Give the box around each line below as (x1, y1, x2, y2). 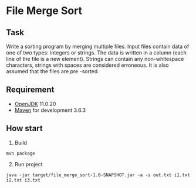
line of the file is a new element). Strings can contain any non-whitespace (6, 56, 184, 62)
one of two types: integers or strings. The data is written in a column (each (6, 49, 187, 56)
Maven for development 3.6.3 (14, 107, 86, 114)
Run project (14, 160, 43, 168)
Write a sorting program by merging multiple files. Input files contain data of (6, 43, 190, 50)
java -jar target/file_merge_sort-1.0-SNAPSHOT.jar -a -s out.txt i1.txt (6, 172, 191, 178)
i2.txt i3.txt (6, 177, 41, 183)
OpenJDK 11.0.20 (14, 100, 56, 107)
